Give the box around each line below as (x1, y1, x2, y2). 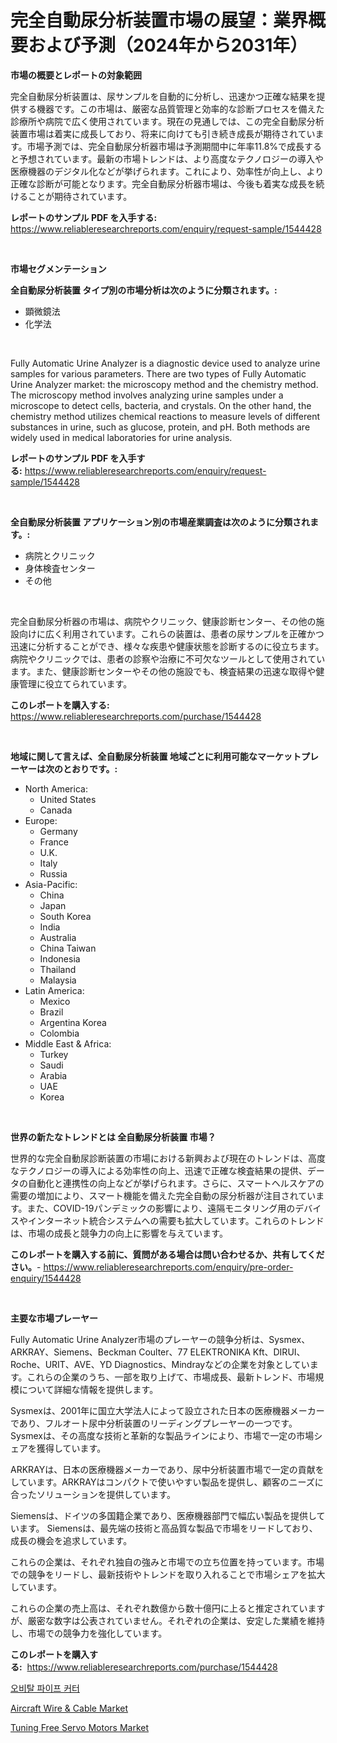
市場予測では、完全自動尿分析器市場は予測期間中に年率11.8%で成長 (26, 140, 305, 152)
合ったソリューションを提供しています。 (10, 1488, 176, 1500)
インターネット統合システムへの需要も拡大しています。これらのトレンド (27, 1214, 325, 1226)
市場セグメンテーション (10, 262, 107, 275)
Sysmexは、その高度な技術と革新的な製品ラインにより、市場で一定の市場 (10, 1429, 315, 1441)
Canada (39, 804, 73, 816)
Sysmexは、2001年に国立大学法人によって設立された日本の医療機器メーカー (10, 1404, 325, 1416)
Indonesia (39, 952, 81, 965)
